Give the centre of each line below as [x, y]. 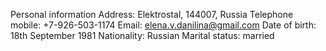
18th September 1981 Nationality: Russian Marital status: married [142, 35]
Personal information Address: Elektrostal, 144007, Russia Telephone [152, 14]
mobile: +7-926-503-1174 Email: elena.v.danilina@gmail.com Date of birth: [163, 25]
